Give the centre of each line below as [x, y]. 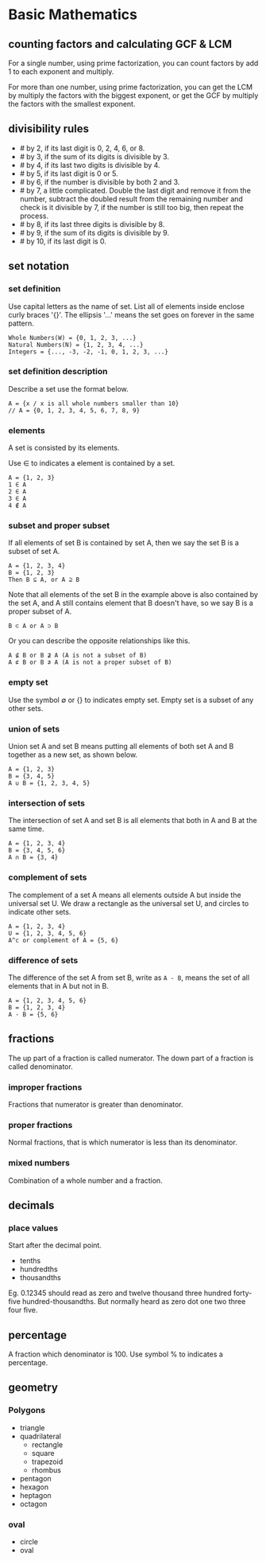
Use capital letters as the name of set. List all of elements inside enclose [126, 306]
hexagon [34, 1487]
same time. [27, 829]
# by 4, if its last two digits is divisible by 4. [90, 165]
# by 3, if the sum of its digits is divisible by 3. [94, 156]
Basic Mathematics [73, 15]
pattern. [21, 323]
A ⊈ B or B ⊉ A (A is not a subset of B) [78, 656]
